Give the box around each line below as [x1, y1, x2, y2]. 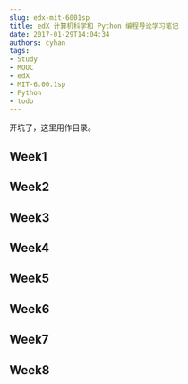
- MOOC [9, 64, 34, 73]
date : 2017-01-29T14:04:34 [9, 30, 110, 39]
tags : [9, 47, 30, 56]
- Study [9, 55, 38, 64]
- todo [9, 96, 34, 106]
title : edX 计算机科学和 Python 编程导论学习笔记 [9, 22, 179, 31]
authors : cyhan [9, 38, 66, 48]
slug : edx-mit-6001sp [9, 13, 90, 22]
